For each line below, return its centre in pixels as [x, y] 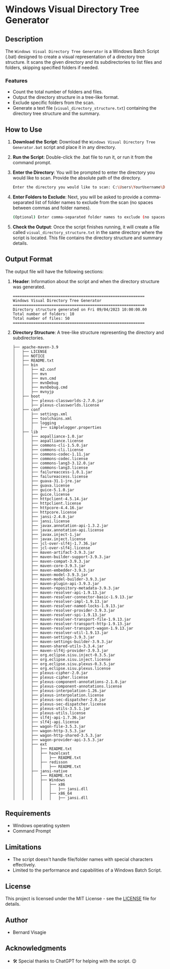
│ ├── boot [26, 396]
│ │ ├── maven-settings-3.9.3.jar [54, 637]
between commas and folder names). [52, 208]
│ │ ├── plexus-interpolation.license [58, 695]
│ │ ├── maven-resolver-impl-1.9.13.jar [60, 601]
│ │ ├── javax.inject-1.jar [47, 534]
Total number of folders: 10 [43, 314]
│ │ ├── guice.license [41, 494]
